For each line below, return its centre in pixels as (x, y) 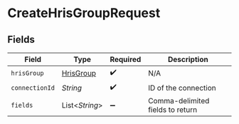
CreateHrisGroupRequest (84, 13)
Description (188, 60)
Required (126, 60)
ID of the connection (182, 88)
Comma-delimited (179, 101)
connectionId (33, 88)
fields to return (173, 110)
